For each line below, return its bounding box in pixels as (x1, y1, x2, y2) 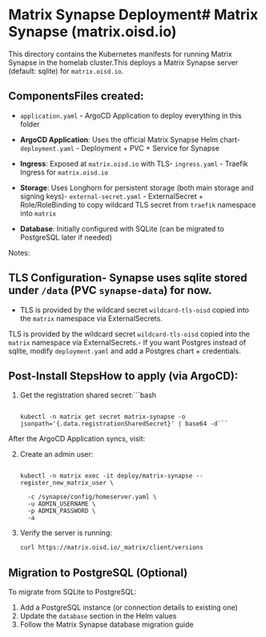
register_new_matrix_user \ (19, 479, 114, 487)
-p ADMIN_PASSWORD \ (27, 507, 96, 515)
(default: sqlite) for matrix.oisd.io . (8, 66, 124, 75)
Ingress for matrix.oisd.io (19, 167, 108, 177)
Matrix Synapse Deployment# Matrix (8, 6, 259, 24)
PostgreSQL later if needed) (19, 232, 112, 242)
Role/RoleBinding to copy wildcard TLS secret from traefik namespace (19, 200, 256, 209)
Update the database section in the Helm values (19, 611, 177, 621)
